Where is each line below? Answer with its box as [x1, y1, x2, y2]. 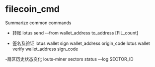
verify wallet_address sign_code [12, 46, 78, 52]
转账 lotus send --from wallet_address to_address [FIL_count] [12, 30, 139, 35]
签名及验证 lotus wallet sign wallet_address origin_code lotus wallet [12, 40, 150, 46]
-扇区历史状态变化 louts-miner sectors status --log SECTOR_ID [5, 56, 134, 62]
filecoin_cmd [5, 3, 60, 15]
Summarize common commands [5, 20, 72, 26]
